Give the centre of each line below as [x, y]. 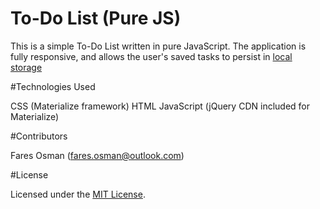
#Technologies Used [53, 86]
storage [26, 67]
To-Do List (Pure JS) [96, 18]
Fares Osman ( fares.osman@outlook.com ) [97, 155]
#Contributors [39, 136]
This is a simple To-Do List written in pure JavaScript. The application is [158, 46]
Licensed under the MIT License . [78, 194]
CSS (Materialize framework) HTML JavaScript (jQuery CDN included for [160, 106]
